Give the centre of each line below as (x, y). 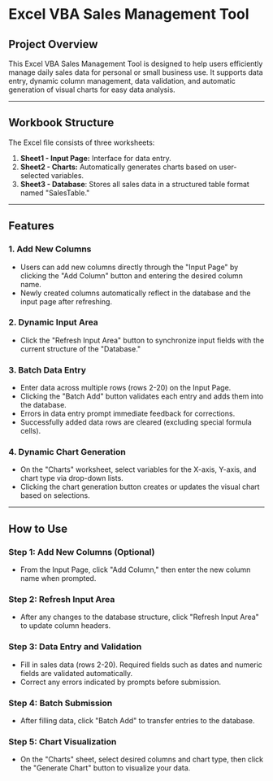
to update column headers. (65, 626)
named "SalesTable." (55, 193)
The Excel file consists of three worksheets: (82, 142)
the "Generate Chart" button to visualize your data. (105, 768)
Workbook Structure (61, 123)
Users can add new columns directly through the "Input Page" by (129, 267)
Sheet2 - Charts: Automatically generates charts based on (119, 167)
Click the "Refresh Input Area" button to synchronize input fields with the (142, 340)
